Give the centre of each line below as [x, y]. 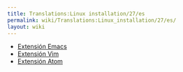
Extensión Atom [40, 62]
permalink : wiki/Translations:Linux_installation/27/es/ [92, 20]
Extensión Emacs [42, 47]
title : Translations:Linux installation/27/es [76, 14]
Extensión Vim [38, 54]
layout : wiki [26, 27]
